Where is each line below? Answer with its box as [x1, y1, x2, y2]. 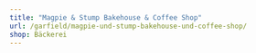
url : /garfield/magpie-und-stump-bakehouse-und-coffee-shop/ [9, 22, 248, 31]
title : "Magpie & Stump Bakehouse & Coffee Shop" [9, 13, 203, 22]
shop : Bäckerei [9, 30, 68, 39]
